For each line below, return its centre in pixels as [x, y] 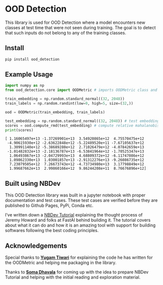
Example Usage [29, 75]
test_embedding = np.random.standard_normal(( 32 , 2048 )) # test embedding [82, 121]
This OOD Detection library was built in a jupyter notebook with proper [75, 195]
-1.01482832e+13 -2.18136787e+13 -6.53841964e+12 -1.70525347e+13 [76, 152]
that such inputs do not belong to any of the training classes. [65, 33]
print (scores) [19, 130]
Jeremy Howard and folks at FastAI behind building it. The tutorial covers [78, 220]
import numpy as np [25, 86]
